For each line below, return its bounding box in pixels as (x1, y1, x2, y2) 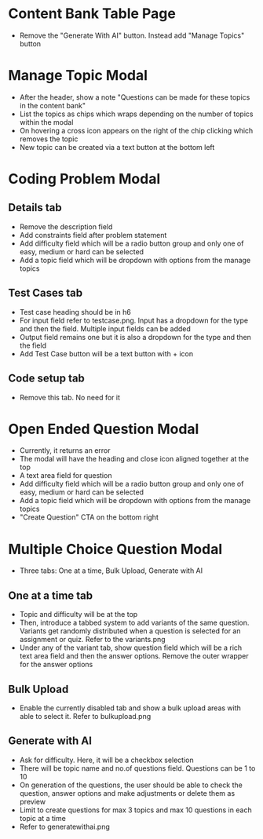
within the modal (19, 117, 74, 126)
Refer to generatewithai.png (19, 822, 110, 831)
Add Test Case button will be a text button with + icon (19, 348, 194, 358)
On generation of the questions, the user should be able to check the (19, 780, 243, 790)
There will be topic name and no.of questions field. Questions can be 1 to (19, 763, 256, 773)
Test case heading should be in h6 (19, 307, 131, 316)
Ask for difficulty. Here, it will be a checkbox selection (19, 755, 194, 764)
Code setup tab (8, 372, 85, 385)
